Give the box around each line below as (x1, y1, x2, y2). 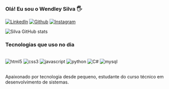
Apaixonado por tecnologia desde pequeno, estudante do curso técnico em (5, 74, 164, 80)
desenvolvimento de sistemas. (5, 79, 69, 85)
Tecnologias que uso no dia (5, 41, 75, 48)
